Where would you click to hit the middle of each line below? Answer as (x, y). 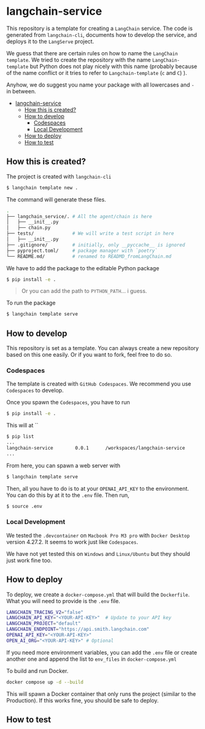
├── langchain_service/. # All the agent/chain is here (79, 216)
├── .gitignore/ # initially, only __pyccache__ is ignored (96, 245)
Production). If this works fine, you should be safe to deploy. (83, 700)
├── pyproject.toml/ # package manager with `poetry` (82, 251)
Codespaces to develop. (35, 391)
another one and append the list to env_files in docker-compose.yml (91, 659)
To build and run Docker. (37, 671)
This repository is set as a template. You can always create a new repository (103, 348)
